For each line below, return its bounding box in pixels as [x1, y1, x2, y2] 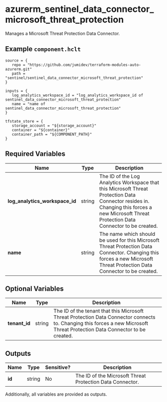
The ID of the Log [99, 173, 140, 180]
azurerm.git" [5, 67, 32, 71]
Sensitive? [45, 364, 71, 371]
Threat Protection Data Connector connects [53, 314, 156, 321]
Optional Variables [5, 284, 64, 293]
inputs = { [5, 88, 28, 93]
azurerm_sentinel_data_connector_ [5, 3, 154, 15]
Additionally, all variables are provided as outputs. [5, 391, 107, 398]
